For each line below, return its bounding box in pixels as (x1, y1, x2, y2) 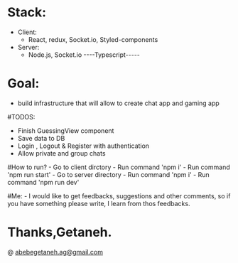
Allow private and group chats (17, 149, 106, 157)
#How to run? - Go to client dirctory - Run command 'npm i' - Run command (7, 163, 230, 171)
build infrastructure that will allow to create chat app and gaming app (17, 99, 220, 107)
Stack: (7, 4, 47, 21)
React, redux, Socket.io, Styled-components (28, 35, 158, 43)
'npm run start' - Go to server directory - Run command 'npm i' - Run (7, 170, 210, 178)
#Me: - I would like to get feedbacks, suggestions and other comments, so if (7, 191, 231, 200)
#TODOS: (7, 112, 36, 121)
